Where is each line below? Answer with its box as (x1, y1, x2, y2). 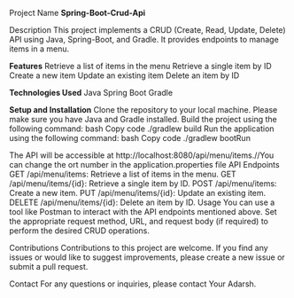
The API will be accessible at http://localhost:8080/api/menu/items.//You (9, 150, 275, 161)
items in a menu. (9, 43, 69, 54)
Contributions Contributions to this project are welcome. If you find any (9, 243, 268, 253)
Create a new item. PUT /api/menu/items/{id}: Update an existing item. (9, 188, 267, 198)
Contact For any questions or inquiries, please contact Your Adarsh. (9, 278, 257, 289)
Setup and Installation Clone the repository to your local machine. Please (9, 105, 278, 114)
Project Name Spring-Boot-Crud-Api (9, 8, 146, 18)
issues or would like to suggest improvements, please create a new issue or (9, 252, 285, 263)
